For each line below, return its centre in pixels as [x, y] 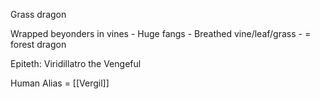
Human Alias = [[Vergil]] [60, 83]
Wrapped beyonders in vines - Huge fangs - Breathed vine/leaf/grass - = [161, 33]
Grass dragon [38, 14]
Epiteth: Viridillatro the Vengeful [76, 63]
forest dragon [38, 44]
